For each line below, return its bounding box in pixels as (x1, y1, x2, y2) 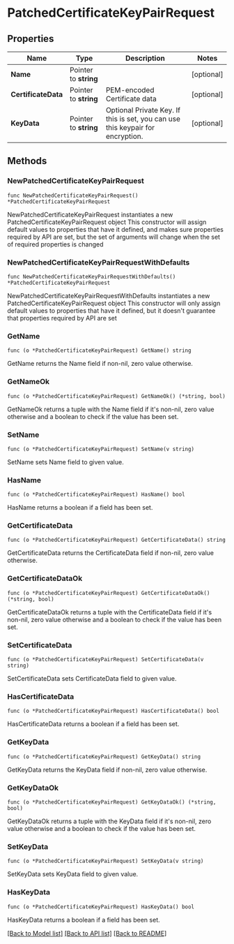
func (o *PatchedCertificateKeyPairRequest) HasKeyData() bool (7, 903, 195, 910)
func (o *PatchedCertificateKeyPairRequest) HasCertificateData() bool (7, 707, 219, 715)
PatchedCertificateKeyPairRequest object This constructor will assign (7, 218, 207, 226)
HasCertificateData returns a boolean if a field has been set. (7, 720, 180, 728)
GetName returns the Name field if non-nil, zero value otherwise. (7, 360, 194, 368)
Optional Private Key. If (105, 105, 181, 115)
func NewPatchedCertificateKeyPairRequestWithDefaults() (7, 273, 176, 280)
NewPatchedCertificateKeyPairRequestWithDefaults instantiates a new (7, 291, 210, 300)
